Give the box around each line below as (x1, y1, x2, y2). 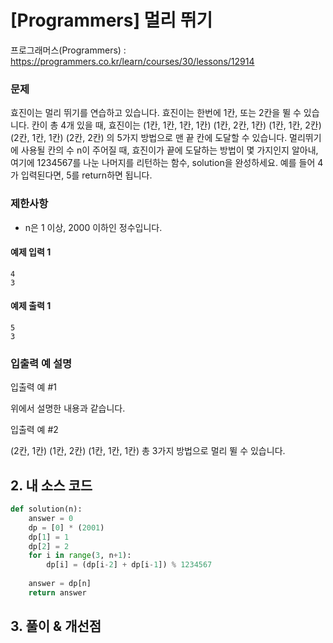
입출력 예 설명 (10, 356, 73, 370)
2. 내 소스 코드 (10, 477, 93, 494)
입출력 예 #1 (10, 381, 57, 393)
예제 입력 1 (10, 246, 52, 258)
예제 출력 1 (10, 300, 52, 312)
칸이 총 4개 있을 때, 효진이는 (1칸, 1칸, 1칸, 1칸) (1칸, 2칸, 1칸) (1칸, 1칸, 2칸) (31, 119, 322, 131)
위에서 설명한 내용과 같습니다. (10, 402, 126, 415)
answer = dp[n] (28, 579, 92, 589)
